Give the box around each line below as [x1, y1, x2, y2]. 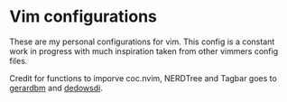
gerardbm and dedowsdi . [9, 82, 104, 93]
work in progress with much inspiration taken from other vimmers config [9, 45, 278, 56]
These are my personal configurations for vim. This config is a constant [9, 36, 275, 47]
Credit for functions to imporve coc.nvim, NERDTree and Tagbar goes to [9, 72, 277, 83]
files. [9, 55, 28, 66]
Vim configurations [9, 6, 158, 27]
